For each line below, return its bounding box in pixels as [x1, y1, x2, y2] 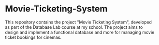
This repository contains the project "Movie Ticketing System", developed [5, 19, 152, 25]
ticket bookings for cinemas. [5, 34, 62, 40]
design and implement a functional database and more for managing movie [5, 29, 155, 35]
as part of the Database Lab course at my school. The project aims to [5, 24, 143, 30]
